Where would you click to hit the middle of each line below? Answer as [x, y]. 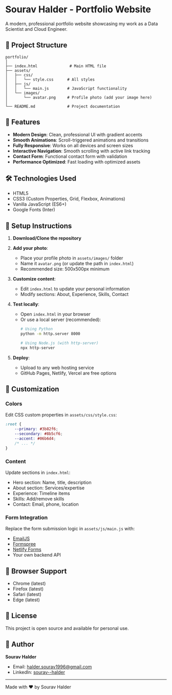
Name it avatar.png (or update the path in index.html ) [77, 264]
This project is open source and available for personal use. [67, 628]
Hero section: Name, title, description [52, 482]
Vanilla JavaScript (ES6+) [39, 204]
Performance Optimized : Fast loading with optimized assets [77, 162]
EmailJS [21, 539]
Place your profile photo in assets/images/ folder [72, 258]
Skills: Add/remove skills [38, 499]
